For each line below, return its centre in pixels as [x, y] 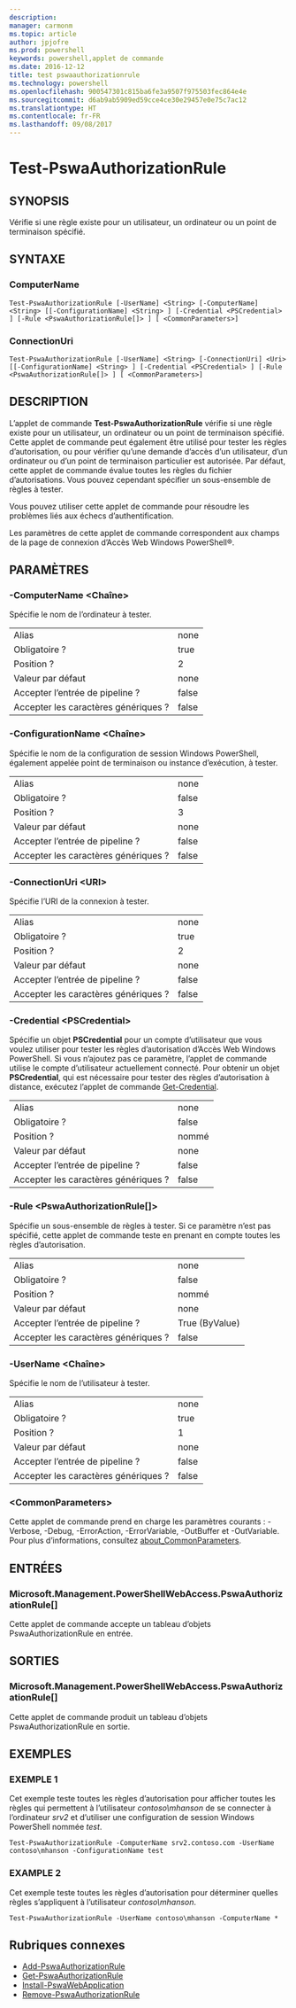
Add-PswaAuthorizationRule [73, 1966]
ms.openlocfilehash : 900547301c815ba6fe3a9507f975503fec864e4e [128, 91]
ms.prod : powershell [47, 51]
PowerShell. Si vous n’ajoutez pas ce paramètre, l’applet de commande [138, 1059]
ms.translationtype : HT [53, 108]
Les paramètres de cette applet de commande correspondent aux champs [144, 533]
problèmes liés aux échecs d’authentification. [91, 516]
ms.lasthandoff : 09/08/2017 [61, 125]
